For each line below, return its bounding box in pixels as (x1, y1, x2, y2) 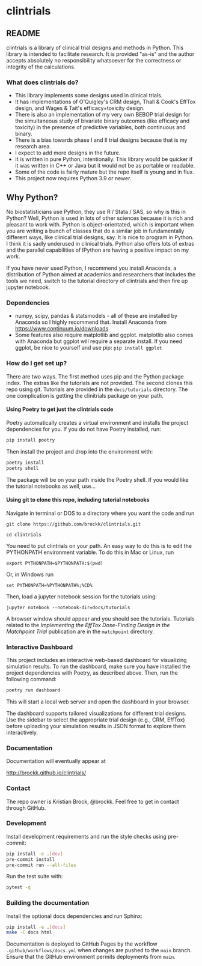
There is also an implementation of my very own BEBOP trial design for (14, 111, 191, 118)
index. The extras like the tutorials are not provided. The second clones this (6, 379, 193, 386)
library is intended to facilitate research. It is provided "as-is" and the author (6, 50, 195, 58)
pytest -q (6, 884, 31, 890)
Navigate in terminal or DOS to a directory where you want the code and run (6, 509, 195, 517)
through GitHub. (6, 804, 46, 812)
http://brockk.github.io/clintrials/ (6, 769, 87, 776)
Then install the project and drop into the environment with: (6, 448, 153, 455)
